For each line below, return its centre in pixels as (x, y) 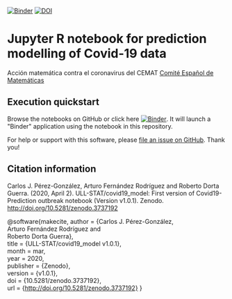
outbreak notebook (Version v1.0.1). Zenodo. (101, 200)
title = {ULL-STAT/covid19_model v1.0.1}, (64, 243)
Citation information (52, 169)
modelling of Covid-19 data (87, 54)
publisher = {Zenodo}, (39, 266)
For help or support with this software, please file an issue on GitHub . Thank (116, 140)
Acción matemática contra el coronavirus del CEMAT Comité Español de (110, 72)
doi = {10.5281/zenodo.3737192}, (55, 280)
